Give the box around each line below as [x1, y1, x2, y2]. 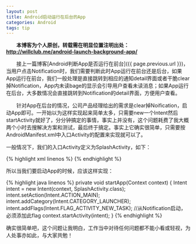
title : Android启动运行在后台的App [6, 14, 86, 20]
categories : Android [6, 19, 57, 25]
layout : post [6, 8, 38, 15]
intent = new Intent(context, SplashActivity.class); [6, 185, 126, 193]
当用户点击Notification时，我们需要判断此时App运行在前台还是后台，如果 [6, 68, 183, 75]
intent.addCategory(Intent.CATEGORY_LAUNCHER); [6, 198, 131, 205]
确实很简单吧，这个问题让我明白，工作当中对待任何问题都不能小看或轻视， [6, 225, 185, 232]
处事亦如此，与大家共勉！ [11, 232, 73, 239]
